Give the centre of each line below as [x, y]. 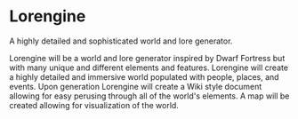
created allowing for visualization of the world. [94, 105]
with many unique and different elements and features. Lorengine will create [149, 67]
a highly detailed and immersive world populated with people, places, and [144, 76]
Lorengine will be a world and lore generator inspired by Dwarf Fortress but [147, 58]
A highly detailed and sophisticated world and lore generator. [121, 41]
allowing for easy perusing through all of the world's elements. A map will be [149, 96]
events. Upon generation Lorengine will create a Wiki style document [136, 86]
